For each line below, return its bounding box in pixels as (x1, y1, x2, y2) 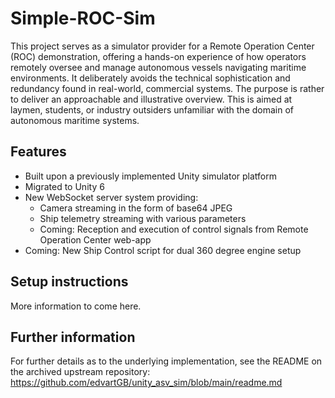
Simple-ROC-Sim (10, 7, 156, 30)
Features (10, 143, 67, 161)
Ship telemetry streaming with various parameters (39, 212, 247, 224)
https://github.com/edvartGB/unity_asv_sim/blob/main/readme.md (10, 377, 283, 389)
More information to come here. (10, 300, 142, 312)
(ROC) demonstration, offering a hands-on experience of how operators (10, 50, 307, 62)
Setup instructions (10, 273, 129, 291)
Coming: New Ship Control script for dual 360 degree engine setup (24, 244, 302, 256)
